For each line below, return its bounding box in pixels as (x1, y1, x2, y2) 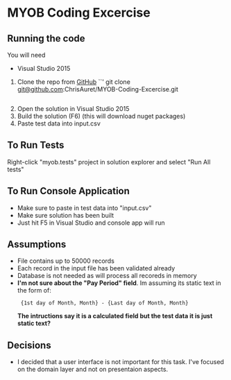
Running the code (7, 33, 85, 44)
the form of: (17, 286, 52, 295)
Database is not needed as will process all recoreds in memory (17, 272, 198, 280)
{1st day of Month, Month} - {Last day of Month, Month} (20, 300, 189, 306)
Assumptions (7, 239, 67, 250)
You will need (7, 51, 46, 59)
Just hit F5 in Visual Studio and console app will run (17, 218, 165, 227)
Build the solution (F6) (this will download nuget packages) (17, 112, 186, 120)
